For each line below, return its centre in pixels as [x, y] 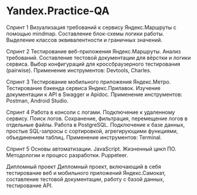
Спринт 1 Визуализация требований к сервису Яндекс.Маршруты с [91, 27]
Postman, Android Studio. [37, 100]
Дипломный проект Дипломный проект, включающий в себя [84, 167]
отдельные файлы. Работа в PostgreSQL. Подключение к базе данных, [96, 124]
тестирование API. [30, 186]
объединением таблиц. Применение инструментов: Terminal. [84, 137]
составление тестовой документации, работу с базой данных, [85, 179]
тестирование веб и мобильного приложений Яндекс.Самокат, [86, 172]
